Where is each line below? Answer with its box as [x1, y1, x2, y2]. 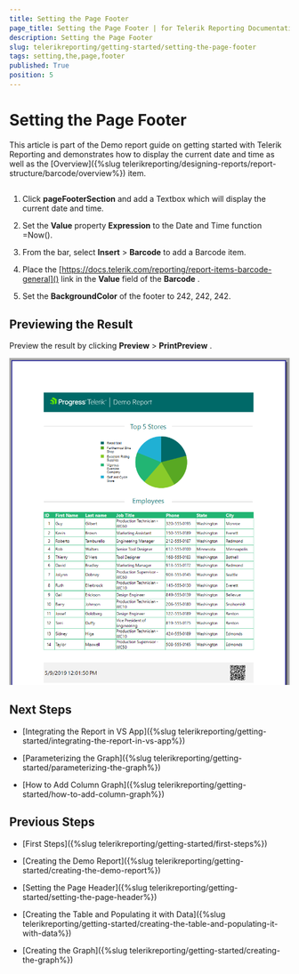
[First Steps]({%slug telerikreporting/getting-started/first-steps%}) [21, 838, 268, 849]
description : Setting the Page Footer [9, 33, 153, 42]
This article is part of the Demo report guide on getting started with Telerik [9, 139, 282, 150]
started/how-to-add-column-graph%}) [21, 788, 165, 800]
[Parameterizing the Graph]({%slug [21, 753, 152, 763]
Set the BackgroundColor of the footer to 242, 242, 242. [21, 291, 231, 302]
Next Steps [9, 703, 72, 718]
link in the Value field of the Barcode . [61, 274, 200, 285]
